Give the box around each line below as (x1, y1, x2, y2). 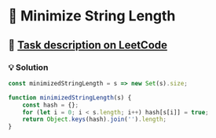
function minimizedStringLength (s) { (8, 93, 132, 101)
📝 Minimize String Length (8, 7, 176, 25)
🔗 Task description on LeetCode (8, 38, 167, 52)
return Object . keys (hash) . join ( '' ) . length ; (22, 115, 167, 124)
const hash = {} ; (22, 101, 79, 109)
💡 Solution (8, 62, 49, 73)
